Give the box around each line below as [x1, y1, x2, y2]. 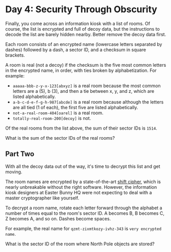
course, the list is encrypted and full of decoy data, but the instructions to [5, 26, 160, 32]
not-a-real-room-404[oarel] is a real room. [12, 110, 104, 116]
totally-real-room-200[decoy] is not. [12, 115, 91, 121]
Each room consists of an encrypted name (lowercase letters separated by [5, 41, 162, 47]
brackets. [5, 52, 26, 58]
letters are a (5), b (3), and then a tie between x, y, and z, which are [12, 88, 155, 94]
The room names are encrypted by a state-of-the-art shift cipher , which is [5, 179, 161, 185]
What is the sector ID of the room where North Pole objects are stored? [5, 241, 155, 247]
